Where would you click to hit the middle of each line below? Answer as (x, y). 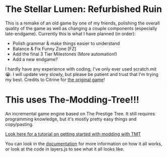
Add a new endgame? (35, 59)
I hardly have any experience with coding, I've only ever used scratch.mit (81, 69)
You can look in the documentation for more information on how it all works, (84, 143)
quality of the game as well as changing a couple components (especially (81, 28)
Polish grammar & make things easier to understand (66, 43)
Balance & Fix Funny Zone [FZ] (44, 48)
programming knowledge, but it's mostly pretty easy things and (71, 119)
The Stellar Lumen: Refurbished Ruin (84, 9)
